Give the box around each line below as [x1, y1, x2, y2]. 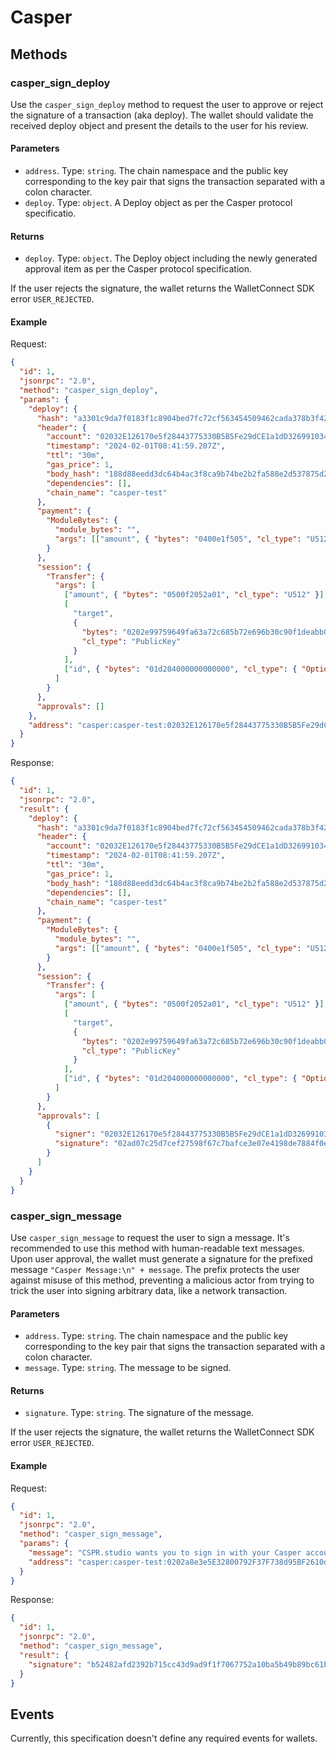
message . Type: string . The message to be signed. [24, 1362, 232, 1374]
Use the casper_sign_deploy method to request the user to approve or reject [10, 98, 324, 110]
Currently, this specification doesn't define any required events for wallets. [10, 1732, 318, 1745]
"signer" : [54, 1129, 97, 1140]
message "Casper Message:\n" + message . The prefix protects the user [10, 1263, 301, 1275]
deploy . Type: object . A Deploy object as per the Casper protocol [24, 197, 293, 209]
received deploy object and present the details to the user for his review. [10, 119, 309, 131]
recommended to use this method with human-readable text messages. [10, 1242, 305, 1254]
